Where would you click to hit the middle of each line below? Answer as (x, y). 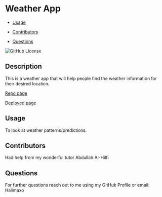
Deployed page (20, 103)
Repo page (16, 93)
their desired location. (27, 83)
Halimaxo (15, 190)
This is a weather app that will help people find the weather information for (81, 78)
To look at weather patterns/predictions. (46, 130)
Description (23, 66)
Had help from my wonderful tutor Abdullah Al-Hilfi (57, 158)
